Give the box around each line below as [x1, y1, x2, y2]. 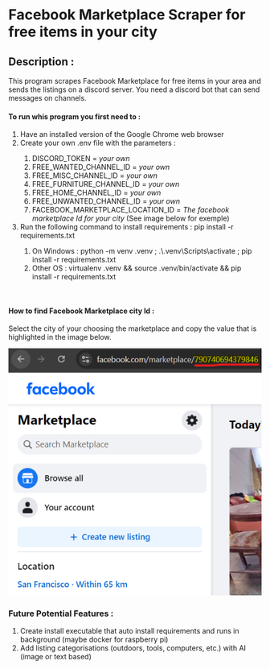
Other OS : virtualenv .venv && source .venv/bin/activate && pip [31, 263, 242, 273]
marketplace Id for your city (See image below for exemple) [31, 213, 231, 223]
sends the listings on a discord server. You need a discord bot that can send [8, 85, 260, 94]
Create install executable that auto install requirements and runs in [19, 626, 239, 636]
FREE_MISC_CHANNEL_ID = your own [31, 171, 158, 180]
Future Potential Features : [8, 608, 114, 619]
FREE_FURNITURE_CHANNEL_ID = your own [31, 180, 180, 189]
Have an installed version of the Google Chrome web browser [19, 130, 225, 139]
